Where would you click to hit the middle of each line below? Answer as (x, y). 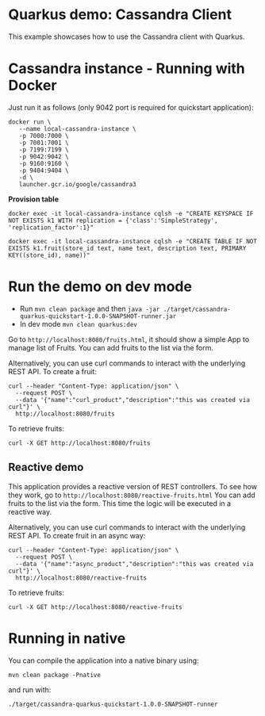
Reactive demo (46, 467)
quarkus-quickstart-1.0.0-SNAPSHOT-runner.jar (98, 316)
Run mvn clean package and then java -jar (90, 308)
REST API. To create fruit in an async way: (77, 535)
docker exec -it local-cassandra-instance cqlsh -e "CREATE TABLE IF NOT (133, 241)
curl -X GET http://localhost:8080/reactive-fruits (95, 607)
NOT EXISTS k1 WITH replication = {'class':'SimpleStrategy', (113, 220)
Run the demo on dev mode (100, 287)
